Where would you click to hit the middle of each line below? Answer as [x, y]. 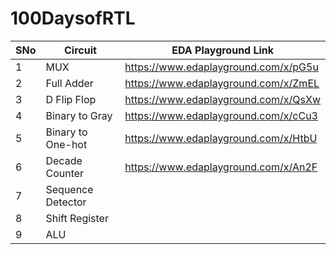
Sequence [69, 189]
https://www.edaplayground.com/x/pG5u [221, 67]
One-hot [66, 144]
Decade [64, 160]
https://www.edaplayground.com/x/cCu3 [221, 115]
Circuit [80, 50]
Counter [65, 173]
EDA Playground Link [223, 50]
